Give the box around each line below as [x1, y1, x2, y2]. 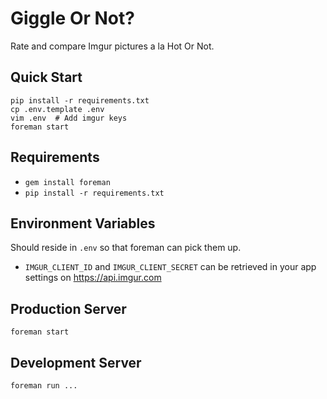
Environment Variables [10, 215, 156, 232]
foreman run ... [10, 381, 78, 391]
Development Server [10, 354, 142, 371]
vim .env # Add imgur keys [10, 113, 128, 123]
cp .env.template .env [10, 104, 105, 114]
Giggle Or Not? [10, 7, 135, 30]
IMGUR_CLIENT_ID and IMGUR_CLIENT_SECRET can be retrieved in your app [24, 261, 317, 273]
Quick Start [10, 69, 83, 86]
